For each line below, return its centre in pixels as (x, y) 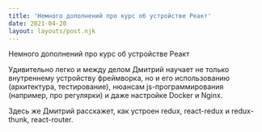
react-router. (52, 120)
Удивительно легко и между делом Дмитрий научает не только (119, 70)
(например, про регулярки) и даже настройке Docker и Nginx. (116, 96)
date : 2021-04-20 (38, 23)
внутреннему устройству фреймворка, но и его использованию (119, 79)
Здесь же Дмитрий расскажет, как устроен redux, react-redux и (119, 111)
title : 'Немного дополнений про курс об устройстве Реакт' (110, 16)
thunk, (19, 120)
